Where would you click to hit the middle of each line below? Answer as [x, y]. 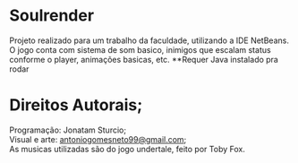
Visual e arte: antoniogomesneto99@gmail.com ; [98, 139]
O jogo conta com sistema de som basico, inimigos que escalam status [140, 49]
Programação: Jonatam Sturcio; [68, 130]
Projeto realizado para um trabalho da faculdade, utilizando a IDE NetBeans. [149, 40]
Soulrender [52, 16]
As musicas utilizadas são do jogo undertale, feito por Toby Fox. [128, 149]
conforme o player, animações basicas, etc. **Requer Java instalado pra [144, 59]
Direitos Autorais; [76, 105]
